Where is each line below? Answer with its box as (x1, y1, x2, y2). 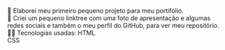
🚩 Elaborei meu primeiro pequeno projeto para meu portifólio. (7, 7, 184, 15)
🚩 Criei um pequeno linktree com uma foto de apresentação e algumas (7, 14, 211, 22)
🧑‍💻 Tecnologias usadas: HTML (7, 28, 96, 37)
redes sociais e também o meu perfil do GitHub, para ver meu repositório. (7, 22, 219, 29)
